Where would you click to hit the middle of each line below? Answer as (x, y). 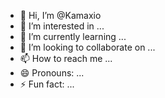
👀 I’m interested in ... (62, 26)
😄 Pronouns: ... (52, 73)
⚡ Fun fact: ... (47, 84)
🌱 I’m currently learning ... (73, 36)
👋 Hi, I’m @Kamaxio (60, 15)
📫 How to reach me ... (66, 58)
